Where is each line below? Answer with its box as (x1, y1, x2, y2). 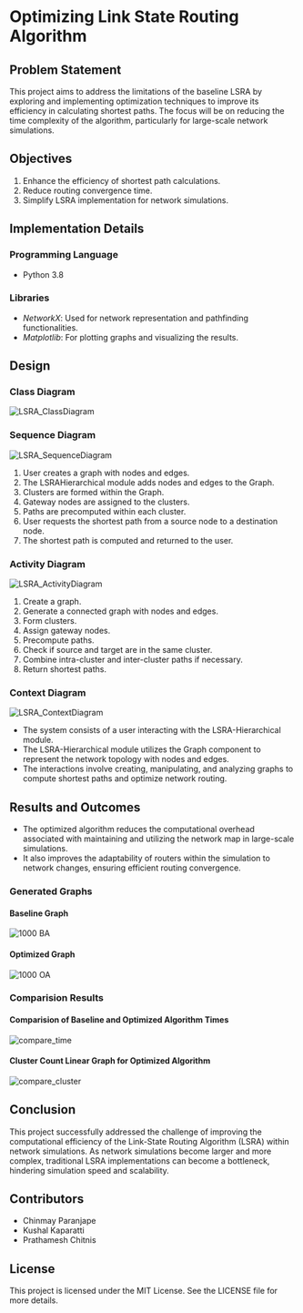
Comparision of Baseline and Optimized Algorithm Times (9, 1014, 229, 1025)
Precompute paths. (22, 635, 95, 646)
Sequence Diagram (9, 429, 96, 442)
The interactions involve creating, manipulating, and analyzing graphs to (22, 763, 294, 775)
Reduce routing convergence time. (22, 185, 153, 196)
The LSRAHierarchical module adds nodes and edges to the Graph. (22, 476, 275, 488)
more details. (9, 1295, 59, 1306)
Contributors (9, 1191, 85, 1207)
